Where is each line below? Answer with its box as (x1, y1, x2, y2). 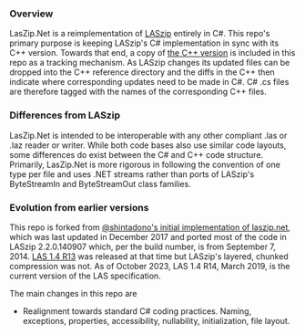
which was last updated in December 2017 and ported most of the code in (9, 231, 287, 242)
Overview (9, 7, 54, 20)
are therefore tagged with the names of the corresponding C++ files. (9, 86, 267, 98)
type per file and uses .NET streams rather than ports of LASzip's (9, 168, 255, 180)
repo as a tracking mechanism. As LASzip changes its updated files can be (9, 58, 290, 68)
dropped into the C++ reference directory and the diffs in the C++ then (9, 67, 275, 78)
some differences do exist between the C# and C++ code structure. (9, 149, 264, 160)
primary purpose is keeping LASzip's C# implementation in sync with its (9, 37, 280, 48)
